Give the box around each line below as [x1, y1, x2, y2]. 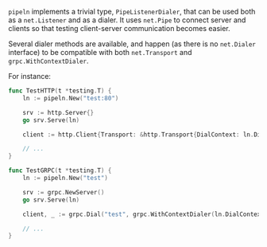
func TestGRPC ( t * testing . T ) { [8, 167, 112, 174]
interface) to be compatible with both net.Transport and [8, 48, 192, 57]
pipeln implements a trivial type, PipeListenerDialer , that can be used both [8, 7, 256, 16]
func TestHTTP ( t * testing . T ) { [8, 87, 112, 95]
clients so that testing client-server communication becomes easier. [8, 24, 230, 33]
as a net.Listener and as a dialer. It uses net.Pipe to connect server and [8, 15, 246, 25]
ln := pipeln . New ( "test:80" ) [22, 94, 119, 102]
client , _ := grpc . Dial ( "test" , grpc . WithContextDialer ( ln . [22, 210, 226, 218]
